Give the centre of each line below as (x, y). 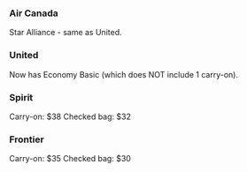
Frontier (27, 139)
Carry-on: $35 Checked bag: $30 (70, 159)
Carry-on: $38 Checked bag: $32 (70, 116)
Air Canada (34, 13)
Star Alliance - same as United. (66, 33)
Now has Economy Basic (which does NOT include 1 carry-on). (124, 74)
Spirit (21, 97)
